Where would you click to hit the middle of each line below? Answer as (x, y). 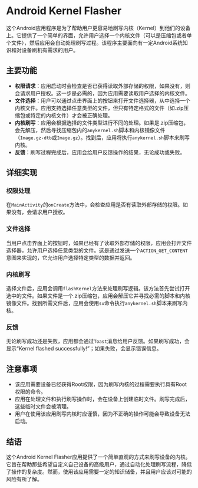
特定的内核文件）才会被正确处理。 (72, 115)
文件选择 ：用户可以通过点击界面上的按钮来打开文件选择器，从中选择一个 (102, 100)
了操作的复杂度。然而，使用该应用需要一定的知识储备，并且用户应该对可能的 (99, 471)
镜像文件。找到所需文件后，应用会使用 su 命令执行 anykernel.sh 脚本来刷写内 (97, 303)
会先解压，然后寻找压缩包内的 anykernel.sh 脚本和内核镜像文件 (90, 130)
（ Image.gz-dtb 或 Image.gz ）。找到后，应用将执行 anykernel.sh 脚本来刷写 (102, 137)
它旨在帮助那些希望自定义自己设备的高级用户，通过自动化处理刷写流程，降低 (99, 464)
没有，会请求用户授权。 (39, 212)
